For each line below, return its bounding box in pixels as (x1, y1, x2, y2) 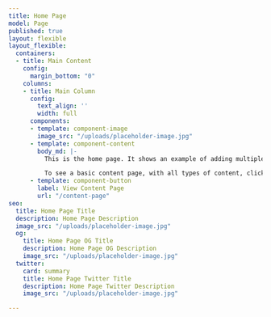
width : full (37, 110, 78, 118)
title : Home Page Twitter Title (23, 274, 131, 283)
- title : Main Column (23, 87, 95, 95)
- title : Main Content (15, 57, 92, 66)
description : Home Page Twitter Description (23, 282, 175, 290)
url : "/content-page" (37, 192, 110, 200)
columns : (23, 79, 52, 87)
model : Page (8, 19, 48, 27)
